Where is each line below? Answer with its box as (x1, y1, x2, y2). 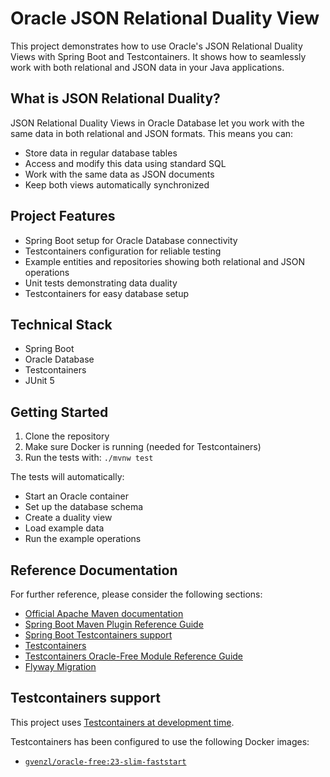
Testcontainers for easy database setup (24, 287, 190, 299)
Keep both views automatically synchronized (24, 178, 210, 191)
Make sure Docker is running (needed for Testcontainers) (24, 441, 262, 453)
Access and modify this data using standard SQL (24, 157, 227, 169)
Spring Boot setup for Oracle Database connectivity (24, 234, 238, 246)
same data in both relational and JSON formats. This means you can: (10, 127, 294, 139)
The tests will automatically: (10, 471, 125, 483)
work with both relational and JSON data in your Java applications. (10, 61, 285, 73)
